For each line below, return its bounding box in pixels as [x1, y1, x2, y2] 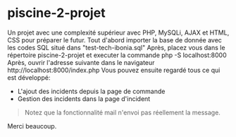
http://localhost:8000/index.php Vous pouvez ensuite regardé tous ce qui [7, 66, 221, 74]
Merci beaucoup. [7, 121, 57, 130]
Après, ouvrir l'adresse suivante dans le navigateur [7, 58, 155, 66]
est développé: [7, 73, 51, 82]
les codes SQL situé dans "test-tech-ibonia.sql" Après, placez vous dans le [7, 43, 225, 52]
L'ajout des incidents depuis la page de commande [17, 87, 166, 95]
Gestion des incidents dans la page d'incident [17, 94, 151, 103]
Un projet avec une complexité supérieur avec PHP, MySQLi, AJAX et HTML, [7, 28, 230, 37]
